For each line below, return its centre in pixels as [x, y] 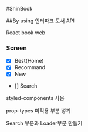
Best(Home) [29, 61]
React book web [26, 33]
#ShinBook [19, 9]
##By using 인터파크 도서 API [40, 21]
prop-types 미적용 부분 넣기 [38, 111]
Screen [17, 48]
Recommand [30, 67]
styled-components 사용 [35, 98]
